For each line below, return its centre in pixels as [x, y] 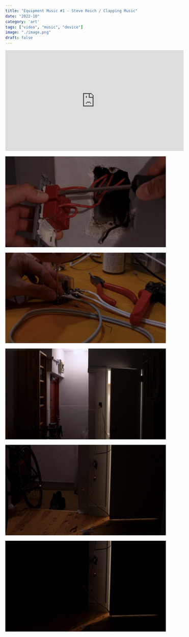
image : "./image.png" [28, 32]
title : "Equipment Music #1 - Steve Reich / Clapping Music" [72, 11]
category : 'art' [22, 21]
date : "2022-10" [22, 16]
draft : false [19, 38]
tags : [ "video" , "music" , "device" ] [44, 27]
